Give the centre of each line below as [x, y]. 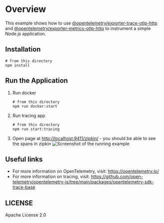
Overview [26, 9]
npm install [17, 65]
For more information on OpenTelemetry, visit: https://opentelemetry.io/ [85, 171]
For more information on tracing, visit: [51, 176]
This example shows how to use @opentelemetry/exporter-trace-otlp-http [81, 23]
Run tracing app [29, 115]
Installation [23, 49]
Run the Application [37, 81]
